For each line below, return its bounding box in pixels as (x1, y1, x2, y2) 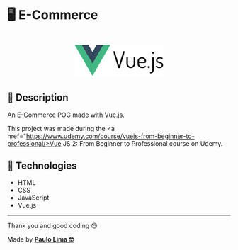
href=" (7, 132, 27, 140)
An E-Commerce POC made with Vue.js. (7, 110, 125, 119)
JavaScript (17, 193, 50, 202)
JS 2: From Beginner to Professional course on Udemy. (62, 139, 223, 147)
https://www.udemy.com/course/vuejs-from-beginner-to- (25, 132, 195, 140)
